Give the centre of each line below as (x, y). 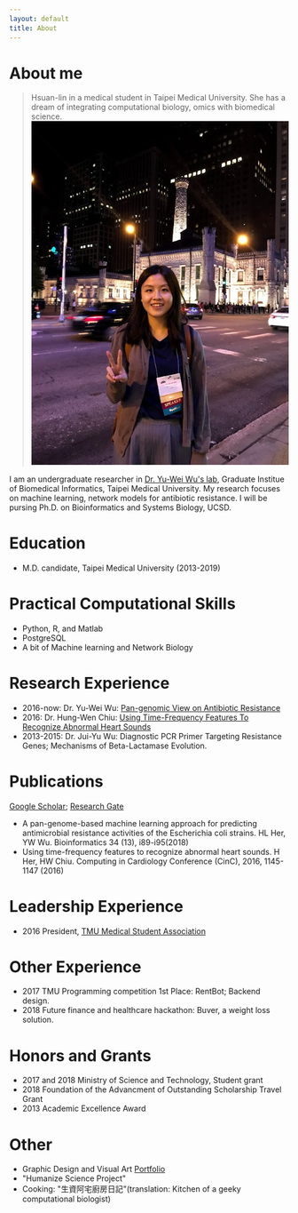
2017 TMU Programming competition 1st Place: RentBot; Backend (141, 992)
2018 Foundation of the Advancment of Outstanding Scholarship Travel (152, 1089)
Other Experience (75, 966)
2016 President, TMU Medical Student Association (114, 931)
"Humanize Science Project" (74, 1178)
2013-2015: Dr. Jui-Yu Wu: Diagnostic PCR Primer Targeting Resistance (152, 736)
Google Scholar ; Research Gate (67, 806)
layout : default (39, 19)
